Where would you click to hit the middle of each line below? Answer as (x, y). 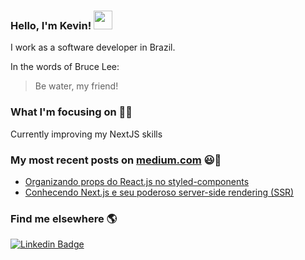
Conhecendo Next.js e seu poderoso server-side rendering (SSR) (159, 192)
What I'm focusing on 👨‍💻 (71, 112)
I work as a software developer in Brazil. (93, 47)
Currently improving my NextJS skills (86, 134)
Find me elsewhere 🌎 (64, 218)
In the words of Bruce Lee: (65, 67)
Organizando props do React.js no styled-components (137, 181)
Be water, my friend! (76, 86)
